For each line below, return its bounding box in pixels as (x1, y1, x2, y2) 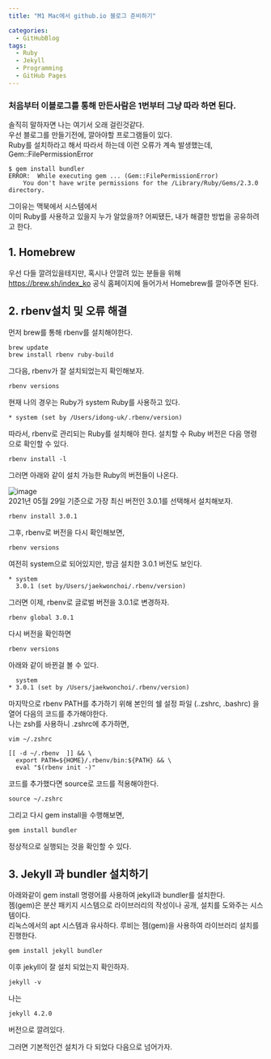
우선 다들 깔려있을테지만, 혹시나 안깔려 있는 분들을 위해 (8, 268, 181, 278)
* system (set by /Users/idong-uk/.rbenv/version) (8, 413, 183, 421)
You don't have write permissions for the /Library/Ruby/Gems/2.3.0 (23, 179, 259, 187)
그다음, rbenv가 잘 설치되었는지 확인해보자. (8, 365, 145, 375)
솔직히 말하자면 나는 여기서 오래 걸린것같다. (8, 120, 145, 130)
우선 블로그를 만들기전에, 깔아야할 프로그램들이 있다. (8, 130, 172, 140)
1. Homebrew (8, 246, 75, 259)
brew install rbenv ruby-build (8, 350, 114, 359)
